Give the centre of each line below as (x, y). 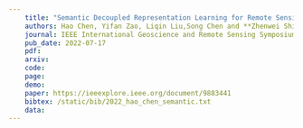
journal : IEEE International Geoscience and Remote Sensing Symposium (161, 34)
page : (35, 77)
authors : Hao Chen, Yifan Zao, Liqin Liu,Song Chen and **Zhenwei (152, 26)
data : (35, 110)
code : (35, 69)
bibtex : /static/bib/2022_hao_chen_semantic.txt (118, 101)
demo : (35, 85)
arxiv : (37, 59)
